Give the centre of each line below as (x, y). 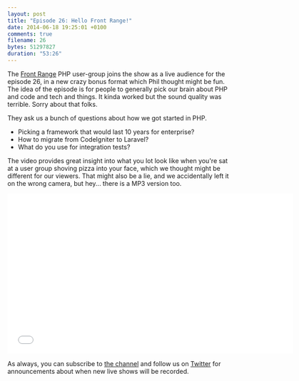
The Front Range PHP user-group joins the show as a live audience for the (116, 74)
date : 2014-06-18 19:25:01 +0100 (57, 27)
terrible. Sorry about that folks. (52, 104)
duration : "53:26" (35, 54)
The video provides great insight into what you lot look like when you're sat (118, 160)
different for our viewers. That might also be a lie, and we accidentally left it (118, 176)
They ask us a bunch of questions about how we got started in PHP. (107, 118)
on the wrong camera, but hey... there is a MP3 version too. (95, 183)
